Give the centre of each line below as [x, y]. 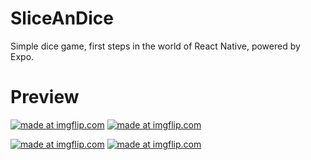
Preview [45, 97]
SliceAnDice [62, 18]
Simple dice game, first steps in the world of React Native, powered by [155, 46]
